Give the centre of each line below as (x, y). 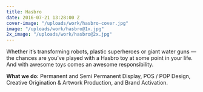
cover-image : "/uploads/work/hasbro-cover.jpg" (68, 23)
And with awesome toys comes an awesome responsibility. (80, 65)
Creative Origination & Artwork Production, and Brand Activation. (87, 83)
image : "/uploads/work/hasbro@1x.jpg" (55, 29)
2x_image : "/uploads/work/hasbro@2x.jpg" (59, 34)
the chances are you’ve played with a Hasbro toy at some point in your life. (99, 58)
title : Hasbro (24, 12)
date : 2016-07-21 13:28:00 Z (43, 18)
